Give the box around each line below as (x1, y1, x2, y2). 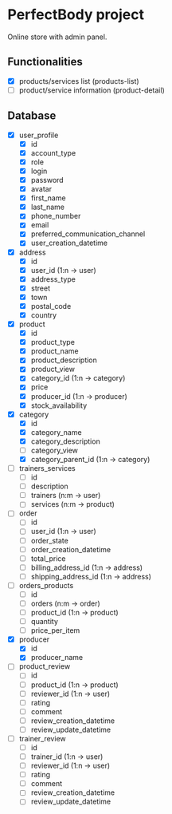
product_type (30, 338, 75, 347)
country (30, 310, 57, 320)
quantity (30, 617, 59, 626)
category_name (30, 427, 82, 437)
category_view (30, 445, 79, 455)
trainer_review (18, 733, 66, 743)
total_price (30, 553, 66, 563)
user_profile (18, 130, 59, 140)
